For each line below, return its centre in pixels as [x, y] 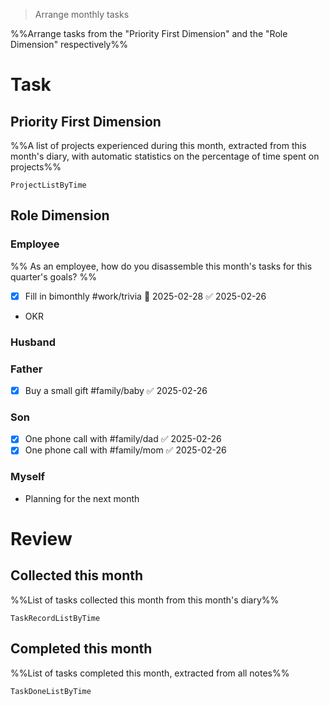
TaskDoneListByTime [51, 691]
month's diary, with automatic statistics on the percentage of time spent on [165, 156]
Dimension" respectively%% [69, 44]
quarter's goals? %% [53, 276]
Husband [33, 342]
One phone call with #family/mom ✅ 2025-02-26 [125, 450]
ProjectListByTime [48, 185]
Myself [28, 477]
